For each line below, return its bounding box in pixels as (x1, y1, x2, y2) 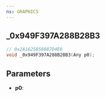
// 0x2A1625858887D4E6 (6, 46, 63, 52)
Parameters (6, 68, 51, 79)
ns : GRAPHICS (6, 8, 39, 15)
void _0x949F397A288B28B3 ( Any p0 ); (6, 52, 95, 58)
